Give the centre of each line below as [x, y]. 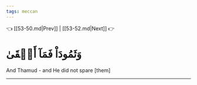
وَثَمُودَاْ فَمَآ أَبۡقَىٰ [44, 54]
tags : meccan [22, 11]
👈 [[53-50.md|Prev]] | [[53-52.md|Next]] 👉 [60, 28]
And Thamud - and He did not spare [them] [58, 70]
